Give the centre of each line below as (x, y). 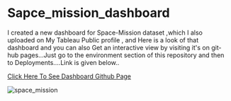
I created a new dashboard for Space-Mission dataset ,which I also (105, 32)
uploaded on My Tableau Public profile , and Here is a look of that (103, 40)
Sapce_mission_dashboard (89, 13)
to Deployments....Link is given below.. (63, 62)
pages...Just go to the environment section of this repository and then (122, 55)
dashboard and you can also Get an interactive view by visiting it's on (109, 47)
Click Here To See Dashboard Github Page (69, 76)
